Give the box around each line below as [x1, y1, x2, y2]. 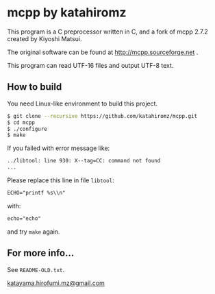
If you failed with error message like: [7, 144, 110, 152]
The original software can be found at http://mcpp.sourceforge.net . [7, 48, 199, 56]
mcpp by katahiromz [7, 5, 127, 21]
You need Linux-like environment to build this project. [7, 99, 158, 108]
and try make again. [7, 228, 60, 236]
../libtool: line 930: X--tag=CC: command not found [7, 158, 161, 164]
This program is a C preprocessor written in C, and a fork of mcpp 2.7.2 [7, 27, 209, 36]
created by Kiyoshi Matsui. [7, 34, 82, 42]
